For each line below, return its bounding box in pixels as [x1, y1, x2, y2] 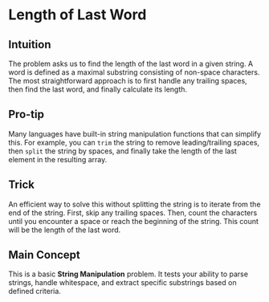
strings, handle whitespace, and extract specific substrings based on [8, 278, 237, 288]
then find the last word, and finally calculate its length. [8, 84, 187, 94]
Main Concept [8, 248, 80, 262]
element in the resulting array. [8, 154, 108, 164]
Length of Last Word [8, 6, 147, 24]
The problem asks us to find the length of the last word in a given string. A [8, 59, 254, 68]
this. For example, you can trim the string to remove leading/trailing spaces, [8, 137, 259, 147]
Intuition [8, 38, 51, 51]
